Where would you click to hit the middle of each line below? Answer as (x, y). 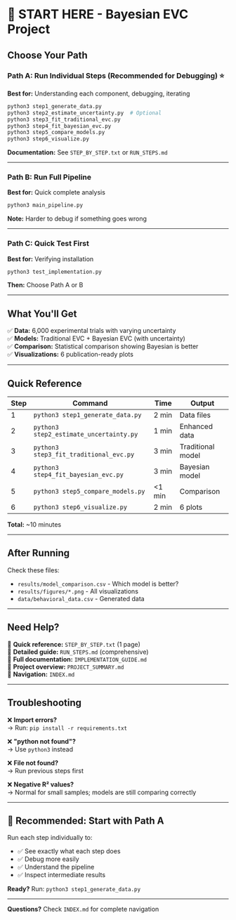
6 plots (191, 507)
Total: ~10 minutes (34, 525)
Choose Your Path (47, 55)
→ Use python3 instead (40, 749)
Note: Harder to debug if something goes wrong (77, 219)
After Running (39, 553)
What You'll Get (42, 314)
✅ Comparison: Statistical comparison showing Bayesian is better (103, 346)
